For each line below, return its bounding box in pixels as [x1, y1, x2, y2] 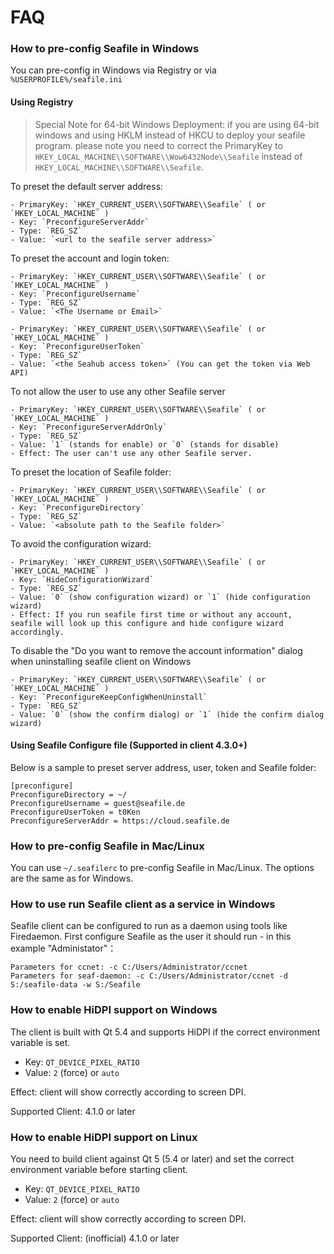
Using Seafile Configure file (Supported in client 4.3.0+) [10, 739, 248, 751]
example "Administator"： [10, 942, 117, 955]
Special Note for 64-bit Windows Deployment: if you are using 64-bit [34, 118, 320, 130]
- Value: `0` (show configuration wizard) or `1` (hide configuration [10, 592, 311, 602]
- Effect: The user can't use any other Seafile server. [10, 448, 253, 458]
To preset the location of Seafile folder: [10, 466, 172, 478]
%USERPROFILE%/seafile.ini [10, 75, 123, 85]
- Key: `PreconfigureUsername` [10, 289, 141, 299]
